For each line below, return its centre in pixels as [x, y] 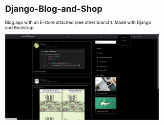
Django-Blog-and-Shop [54, 9]
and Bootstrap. [20, 27]
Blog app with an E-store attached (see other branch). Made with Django [78, 22]
